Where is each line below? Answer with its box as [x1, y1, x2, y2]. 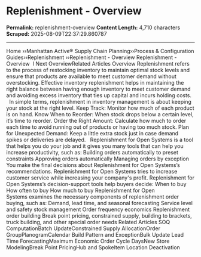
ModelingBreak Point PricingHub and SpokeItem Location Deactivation [6, 243, 181, 251]
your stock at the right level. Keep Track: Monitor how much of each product [6, 104, 194, 112]
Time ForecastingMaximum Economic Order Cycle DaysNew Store [6, 237, 170, 244]
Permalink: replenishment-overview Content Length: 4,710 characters [6, 24, 181, 31]
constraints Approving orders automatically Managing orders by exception [6, 155, 190, 162]
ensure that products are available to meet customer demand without [6, 73, 176, 80]
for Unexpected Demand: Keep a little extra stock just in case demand [6, 129, 179, 137]
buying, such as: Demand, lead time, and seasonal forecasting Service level [6, 199, 193, 206]
